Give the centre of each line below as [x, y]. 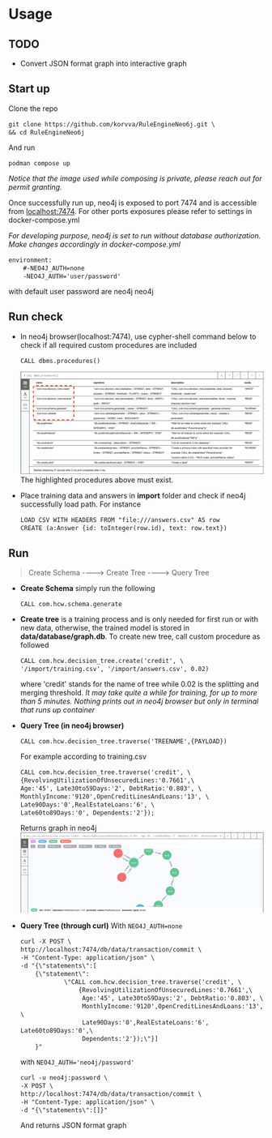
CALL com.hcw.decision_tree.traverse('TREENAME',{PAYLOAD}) [123, 742]
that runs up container [57, 710]
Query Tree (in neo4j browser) [72, 725]
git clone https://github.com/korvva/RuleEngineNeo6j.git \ [112, 124]
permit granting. [35, 186]
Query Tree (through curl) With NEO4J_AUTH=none [101, 926]
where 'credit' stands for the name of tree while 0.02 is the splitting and [139, 684]
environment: [30, 260]
